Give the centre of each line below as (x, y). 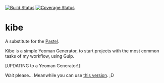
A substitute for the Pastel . (32, 41)
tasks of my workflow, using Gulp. (40, 56)
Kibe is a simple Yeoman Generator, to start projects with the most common (82, 51)
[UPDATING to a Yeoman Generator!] (43, 65)
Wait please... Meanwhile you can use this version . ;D (59, 75)
